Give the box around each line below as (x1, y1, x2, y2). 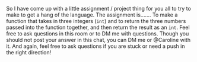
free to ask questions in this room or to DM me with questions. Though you (6, 30, 189, 37)
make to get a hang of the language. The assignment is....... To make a (6, 11, 178, 18)
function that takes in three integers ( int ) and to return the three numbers (6, 18, 186, 24)
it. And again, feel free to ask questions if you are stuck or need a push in (6, 43, 185, 50)
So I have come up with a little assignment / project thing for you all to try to (6, 5, 191, 12)
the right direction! (6, 49, 52, 56)
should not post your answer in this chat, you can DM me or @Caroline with (6, 37, 191, 43)
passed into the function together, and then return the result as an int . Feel (6, 24, 190, 31)
